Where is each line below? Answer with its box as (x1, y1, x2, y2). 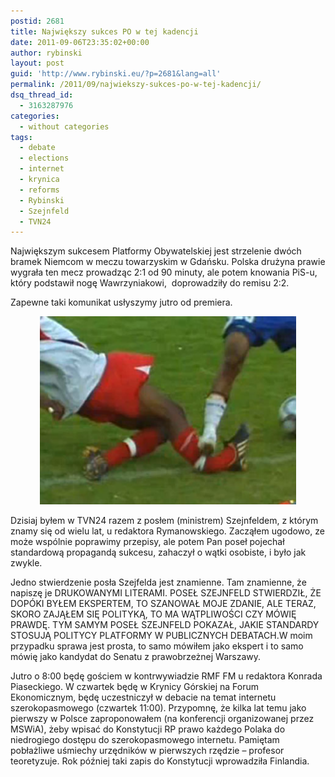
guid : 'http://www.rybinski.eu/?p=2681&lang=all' (10, 69, 222, 79)
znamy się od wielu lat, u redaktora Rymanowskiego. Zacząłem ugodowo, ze (10, 525, 325, 537)
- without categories (19, 121, 110, 132)
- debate (19, 143, 56, 153)
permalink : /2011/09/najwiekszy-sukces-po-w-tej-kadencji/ (10, 80, 262, 90)
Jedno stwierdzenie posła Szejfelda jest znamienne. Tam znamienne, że (10, 576, 307, 589)
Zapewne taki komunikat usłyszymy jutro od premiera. (10, 296, 233, 309)
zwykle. (10, 557, 43, 569)
